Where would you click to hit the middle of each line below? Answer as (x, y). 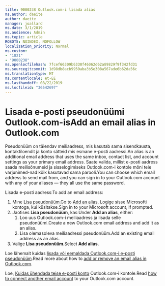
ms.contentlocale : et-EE (30, 78)
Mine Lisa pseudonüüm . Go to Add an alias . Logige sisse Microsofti (80, 202)
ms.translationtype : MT (29, 74)
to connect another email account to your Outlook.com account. (70, 279)
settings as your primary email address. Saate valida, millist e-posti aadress (82, 162)
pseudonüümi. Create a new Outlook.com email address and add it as (89, 223)
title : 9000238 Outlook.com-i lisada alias (50, 10)
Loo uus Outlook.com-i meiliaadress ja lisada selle (70, 218)
